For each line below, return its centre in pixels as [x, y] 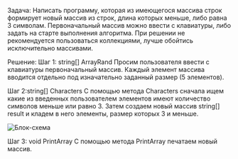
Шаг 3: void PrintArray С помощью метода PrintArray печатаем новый [113, 141]
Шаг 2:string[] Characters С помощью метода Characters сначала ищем [115, 91]
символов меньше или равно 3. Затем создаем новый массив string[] [114, 106]
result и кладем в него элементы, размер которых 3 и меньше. [103, 114]
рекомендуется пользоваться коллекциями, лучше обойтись [101, 41]
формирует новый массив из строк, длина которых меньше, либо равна [117, 18]
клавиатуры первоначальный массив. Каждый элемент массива [106, 70]
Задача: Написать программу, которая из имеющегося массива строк [115, 10]
